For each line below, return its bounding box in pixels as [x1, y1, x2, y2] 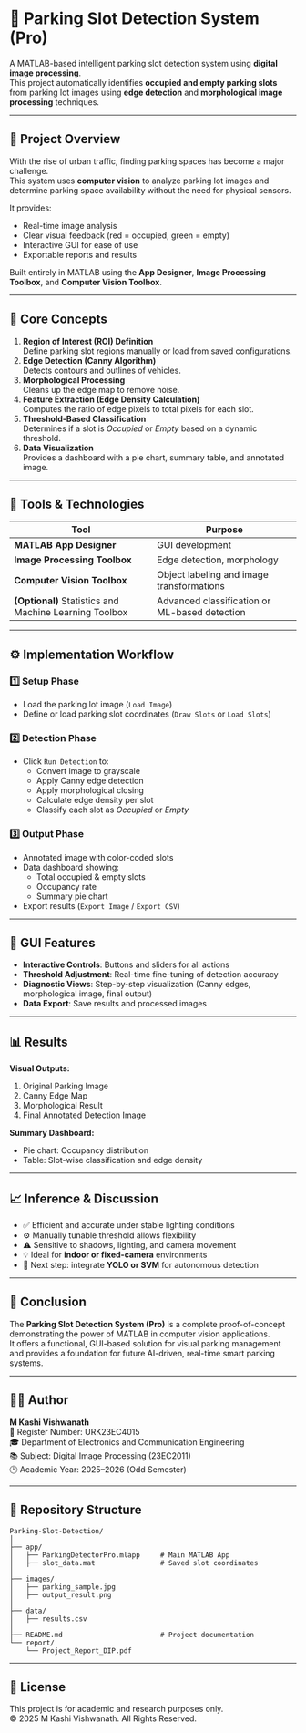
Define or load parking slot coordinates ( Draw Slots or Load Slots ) [22, 708, 271, 719]
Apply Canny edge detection [36, 775, 144, 787]
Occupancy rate [36, 881, 97, 892]
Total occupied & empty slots [36, 871, 146, 882]
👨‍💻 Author [9, 1392, 69, 1408]
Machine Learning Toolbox [14, 606, 128, 619]
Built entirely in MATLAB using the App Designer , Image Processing [9, 266, 267, 277]
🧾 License [9, 1679, 66, 1695]
